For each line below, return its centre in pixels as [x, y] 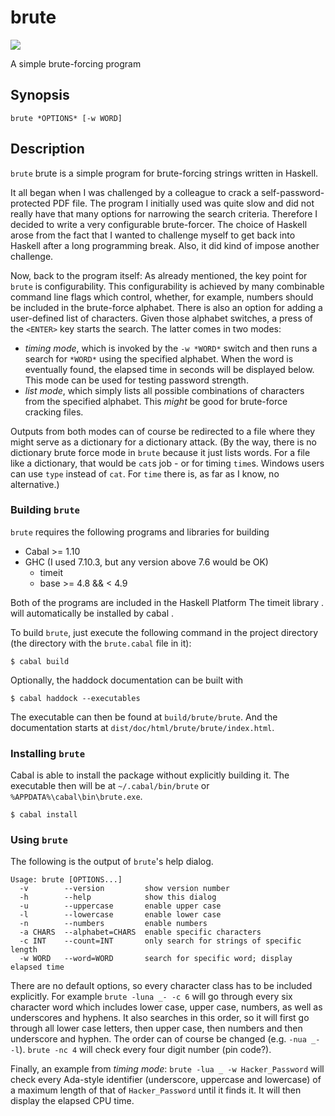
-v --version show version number [124, 889]
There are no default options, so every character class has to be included [161, 986]
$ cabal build [40, 661]
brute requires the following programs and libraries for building [140, 532]
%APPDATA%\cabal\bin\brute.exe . [76, 797]
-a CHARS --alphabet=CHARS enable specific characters [140, 932]
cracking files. [54, 412]
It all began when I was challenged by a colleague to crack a [135, 192]
